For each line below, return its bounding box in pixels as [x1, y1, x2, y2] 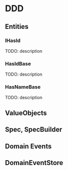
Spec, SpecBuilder [5, 126, 62, 134]
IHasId [5, 37, 21, 44]
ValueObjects [5, 108, 47, 117]
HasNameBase [5, 84, 41, 90]
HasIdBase [5, 60, 32, 67]
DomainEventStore [5, 159, 64, 167]
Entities [5, 22, 29, 31]
